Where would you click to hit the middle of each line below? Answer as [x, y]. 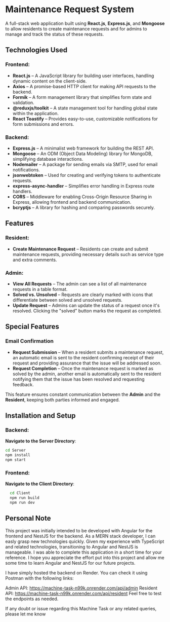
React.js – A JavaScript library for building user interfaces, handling [83, 76]
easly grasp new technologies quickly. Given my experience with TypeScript [85, 541]
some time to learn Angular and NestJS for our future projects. [70, 563]
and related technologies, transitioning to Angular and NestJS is [72, 546]
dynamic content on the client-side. [50, 81]
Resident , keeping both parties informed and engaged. [62, 399]
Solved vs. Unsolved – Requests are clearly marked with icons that [82, 295]
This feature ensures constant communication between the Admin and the [83, 394]
